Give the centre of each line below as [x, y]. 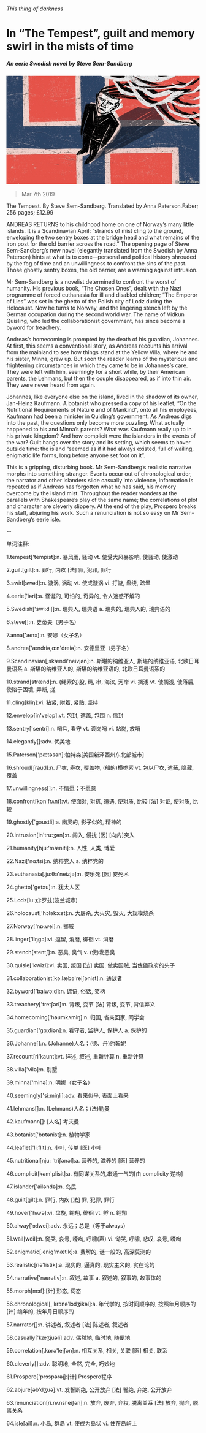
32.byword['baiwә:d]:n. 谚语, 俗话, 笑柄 [56, 991]
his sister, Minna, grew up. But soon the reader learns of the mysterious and [102, 359]
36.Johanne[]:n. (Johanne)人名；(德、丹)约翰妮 [67, 1043]
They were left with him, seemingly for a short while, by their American [96, 372]
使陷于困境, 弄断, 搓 [31, 690]
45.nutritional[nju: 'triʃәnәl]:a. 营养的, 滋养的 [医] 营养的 [76, 1161]
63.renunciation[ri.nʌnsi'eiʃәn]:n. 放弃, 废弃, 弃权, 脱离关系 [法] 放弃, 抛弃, [99, 1403]
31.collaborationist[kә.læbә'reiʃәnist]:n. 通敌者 [64, 978]
